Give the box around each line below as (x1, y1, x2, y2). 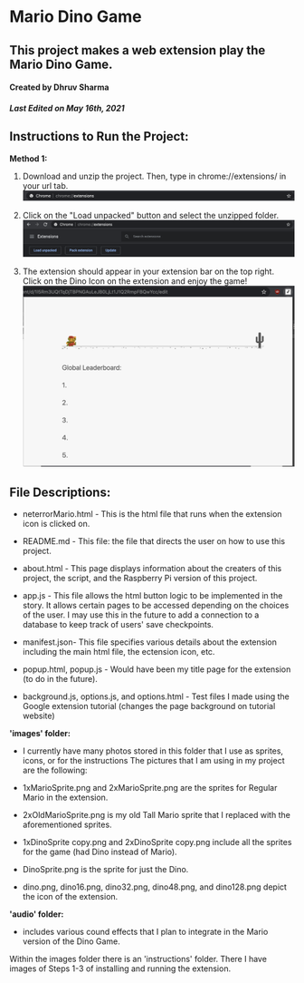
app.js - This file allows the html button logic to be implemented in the (22, 590, 283, 601)
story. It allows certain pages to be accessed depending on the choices (22, 600, 290, 611)
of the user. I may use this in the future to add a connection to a (22, 609, 260, 620)
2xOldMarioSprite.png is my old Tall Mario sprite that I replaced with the (22, 810, 291, 821)
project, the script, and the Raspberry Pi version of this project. (22, 573, 258, 584)
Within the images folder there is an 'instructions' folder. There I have (9, 954, 267, 965)
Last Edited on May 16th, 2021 (9, 102, 125, 113)
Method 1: (9, 152, 48, 164)
